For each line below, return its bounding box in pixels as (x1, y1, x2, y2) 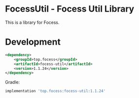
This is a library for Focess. (5, 19, 60, 25)
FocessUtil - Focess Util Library (5, 3, 135, 15)
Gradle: (5, 79, 20, 85)
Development (5, 36, 61, 48)
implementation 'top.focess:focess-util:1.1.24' (5, 89, 106, 94)
